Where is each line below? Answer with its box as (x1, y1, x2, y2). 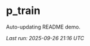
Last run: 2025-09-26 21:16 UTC (6, 34, 85, 41)
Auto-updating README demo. (6, 23, 81, 30)
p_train (6, 4, 41, 17)
